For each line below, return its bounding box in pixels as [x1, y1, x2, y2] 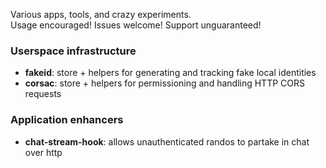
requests [24, 88, 62, 100]
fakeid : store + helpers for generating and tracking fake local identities [24, 67, 317, 79]
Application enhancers [10, 113, 124, 127]
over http [24, 146, 63, 158]
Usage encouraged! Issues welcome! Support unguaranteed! [10, 19, 262, 31]
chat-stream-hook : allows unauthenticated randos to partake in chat [24, 135, 310, 148]
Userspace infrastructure [10, 44, 137, 58]
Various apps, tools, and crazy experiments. [10, 9, 192, 20]
